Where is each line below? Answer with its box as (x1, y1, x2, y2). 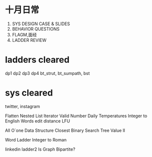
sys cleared (5, 87, 53, 99)
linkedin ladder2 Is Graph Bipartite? (5, 146, 75, 152)
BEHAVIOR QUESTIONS (12, 26, 60, 32)
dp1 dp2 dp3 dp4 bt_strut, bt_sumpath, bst (5, 70, 90, 76)
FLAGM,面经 (12, 32, 37, 37)
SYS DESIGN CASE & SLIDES (12, 20, 70, 27)
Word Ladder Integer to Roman (5, 137, 67, 142)
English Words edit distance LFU (5, 118, 70, 124)
